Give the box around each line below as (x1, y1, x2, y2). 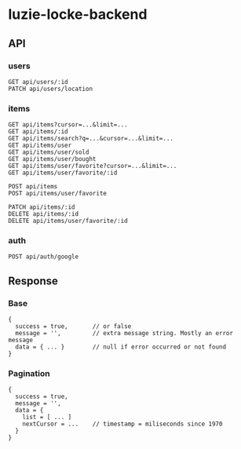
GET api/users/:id (8, 78, 68, 86)
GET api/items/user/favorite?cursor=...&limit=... (8, 162, 177, 170)
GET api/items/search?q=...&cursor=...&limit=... (8, 135, 174, 143)
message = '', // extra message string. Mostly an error (15, 330, 234, 338)
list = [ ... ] (22, 414, 72, 422)
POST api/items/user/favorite (8, 190, 108, 198)
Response (8, 274, 59, 287)
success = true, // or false (15, 323, 132, 330)
